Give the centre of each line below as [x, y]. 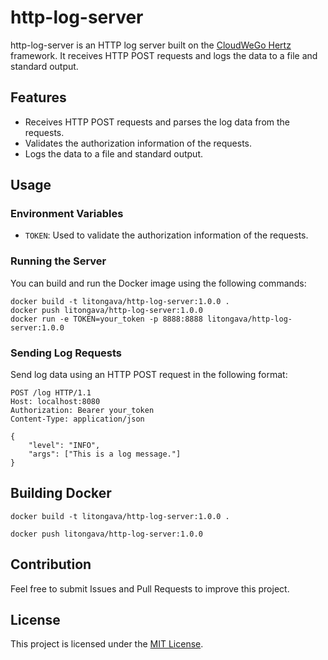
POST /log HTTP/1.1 [51, 393]
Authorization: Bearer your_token [82, 411]
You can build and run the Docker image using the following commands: [158, 283]
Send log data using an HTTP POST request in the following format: [149, 375]
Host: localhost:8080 [55, 402]
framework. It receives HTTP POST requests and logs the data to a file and [164, 55]
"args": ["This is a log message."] [105, 454]
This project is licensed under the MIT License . [107, 644]
